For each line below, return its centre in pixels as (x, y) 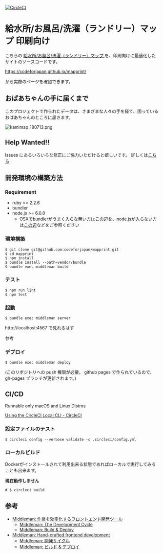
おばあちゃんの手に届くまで (47, 99)
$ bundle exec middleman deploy (38, 363)
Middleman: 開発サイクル (44, 540)
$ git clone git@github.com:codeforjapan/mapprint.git (62, 250)
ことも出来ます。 (22, 470)
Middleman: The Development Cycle (56, 524)
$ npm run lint (20, 290)
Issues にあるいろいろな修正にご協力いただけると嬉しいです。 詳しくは (77, 155)
